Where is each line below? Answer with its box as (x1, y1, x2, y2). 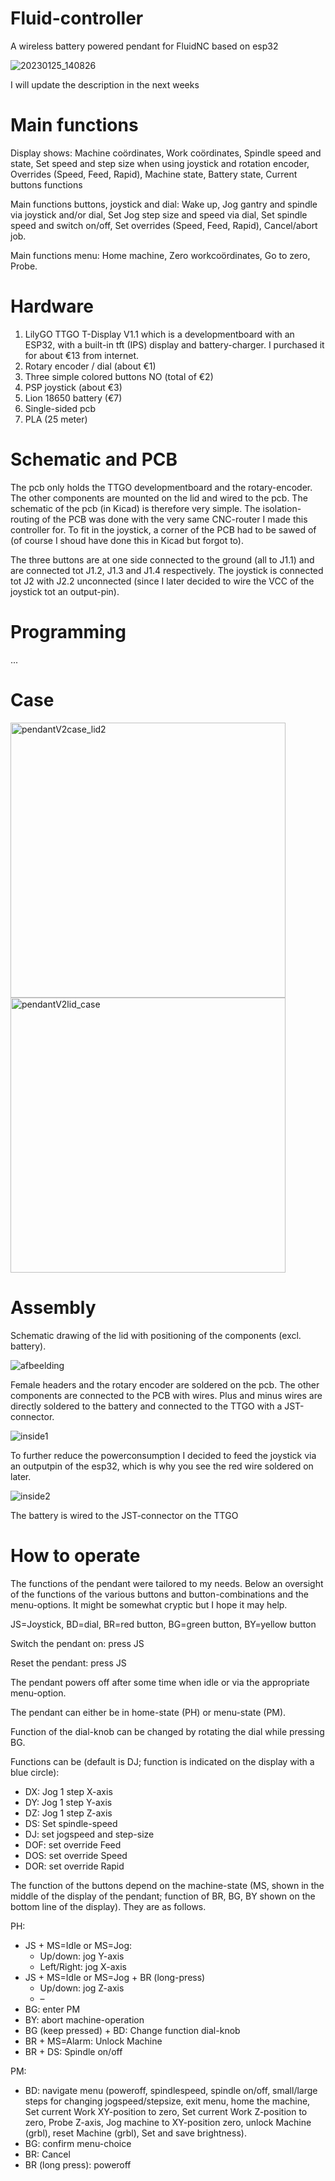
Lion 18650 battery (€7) (24, 392, 123, 404)
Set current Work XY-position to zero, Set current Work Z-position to (24, 2105, 308, 2117)
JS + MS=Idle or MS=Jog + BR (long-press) (24, 1971, 206, 1983)
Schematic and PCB (10, 448, 178, 471)
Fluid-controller (10, 7, 144, 30)
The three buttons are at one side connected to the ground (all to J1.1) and (10, 553, 315, 566)
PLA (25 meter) (24, 413, 88, 425)
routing (10, 513, 40, 525)
